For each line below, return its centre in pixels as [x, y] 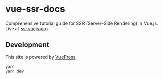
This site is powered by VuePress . [41, 57]
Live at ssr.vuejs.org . [27, 28]
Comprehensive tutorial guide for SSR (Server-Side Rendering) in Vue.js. [82, 23]
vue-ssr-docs [35, 9]
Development [27, 45]
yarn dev [15, 71]
